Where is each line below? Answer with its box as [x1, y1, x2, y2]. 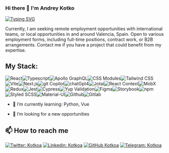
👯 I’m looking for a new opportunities [12, 111, 90, 117]
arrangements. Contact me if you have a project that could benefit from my [5, 42, 162, 48]
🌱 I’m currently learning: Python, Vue [12, 101, 90, 108]
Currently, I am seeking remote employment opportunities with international [5, 26, 163, 32]
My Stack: [5, 62, 38, 70]
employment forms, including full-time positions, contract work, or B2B [5, 36, 153, 42]
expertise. [5, 47, 26, 54]
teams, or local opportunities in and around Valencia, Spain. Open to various [5, 31, 164, 37]
